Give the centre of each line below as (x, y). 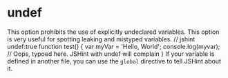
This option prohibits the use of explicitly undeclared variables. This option (113, 32)
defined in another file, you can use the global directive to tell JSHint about (114, 61)
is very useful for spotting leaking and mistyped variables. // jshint (101, 39)
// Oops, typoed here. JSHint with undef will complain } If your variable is (111, 54)
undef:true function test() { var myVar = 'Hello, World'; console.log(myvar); (114, 46)
